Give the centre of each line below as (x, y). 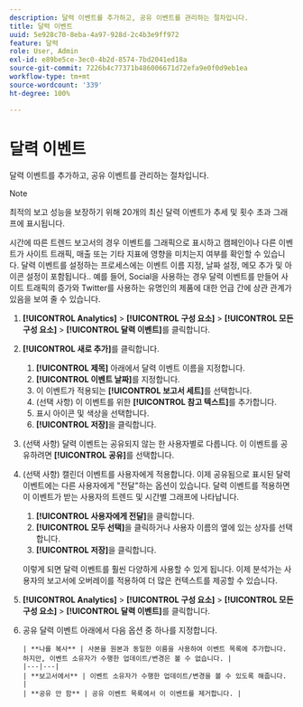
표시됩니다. (46, 223)
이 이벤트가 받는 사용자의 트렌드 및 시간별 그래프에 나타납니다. (131, 497)
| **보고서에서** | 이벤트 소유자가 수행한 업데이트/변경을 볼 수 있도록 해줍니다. (154, 676)
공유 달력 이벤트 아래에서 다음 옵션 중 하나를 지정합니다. (120, 630)
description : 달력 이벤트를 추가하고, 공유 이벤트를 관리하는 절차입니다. (129, 18)
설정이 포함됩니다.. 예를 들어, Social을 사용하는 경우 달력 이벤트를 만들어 (152, 277)
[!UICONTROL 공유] (90, 455)
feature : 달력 (34, 43)
